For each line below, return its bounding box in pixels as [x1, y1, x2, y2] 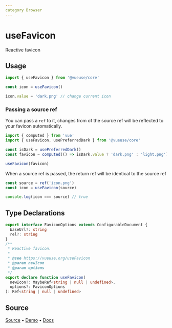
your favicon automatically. [5, 123, 62, 129]
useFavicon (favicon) [5, 161, 50, 166]
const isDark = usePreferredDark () [5, 147, 81, 152]
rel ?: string [10, 232, 38, 237]
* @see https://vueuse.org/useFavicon [7, 256, 91, 261]
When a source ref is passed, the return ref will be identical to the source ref [5, 170, 166, 176]
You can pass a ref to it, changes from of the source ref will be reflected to [5, 118, 164, 124]
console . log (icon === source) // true [5, 194, 88, 199]
